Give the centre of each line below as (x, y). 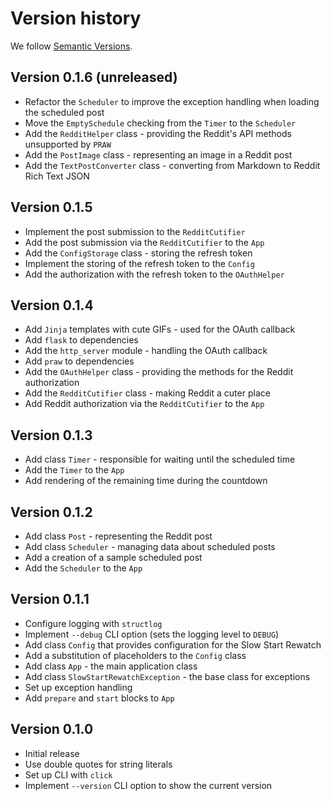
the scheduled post (64, 112)
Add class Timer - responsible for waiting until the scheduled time (160, 459)
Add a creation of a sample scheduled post (113, 557)
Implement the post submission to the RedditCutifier (135, 231)
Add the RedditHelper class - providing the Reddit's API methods (158, 133)
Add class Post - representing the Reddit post (118, 536)
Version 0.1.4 (52, 305)
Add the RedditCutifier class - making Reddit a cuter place (147, 393)
